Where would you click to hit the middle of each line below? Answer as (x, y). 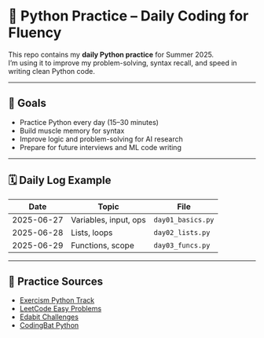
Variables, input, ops (108, 219)
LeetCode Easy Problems (60, 309)
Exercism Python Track (57, 300)
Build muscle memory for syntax (72, 130)
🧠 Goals (27, 103)
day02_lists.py (182, 232)
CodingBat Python (49, 325)
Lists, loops (92, 233)
